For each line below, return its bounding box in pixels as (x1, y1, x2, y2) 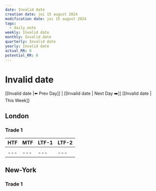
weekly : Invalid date (5, 30, 50, 35)
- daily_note (9, 26, 36, 30)
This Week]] (5, 98, 30, 104)
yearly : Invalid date (5, 44, 50, 49)
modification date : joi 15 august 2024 (5, 16, 87, 21)
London (5, 111, 29, 120)
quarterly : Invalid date (5, 39, 56, 44)
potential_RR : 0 (5, 53, 38, 58)
